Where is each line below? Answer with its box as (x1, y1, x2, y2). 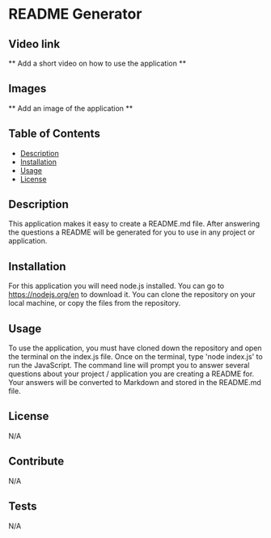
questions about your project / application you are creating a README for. (8, 369, 255, 379)
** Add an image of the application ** (8, 103, 133, 113)
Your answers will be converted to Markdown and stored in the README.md (8, 378, 261, 388)
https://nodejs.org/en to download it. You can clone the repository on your (8, 290, 256, 299)
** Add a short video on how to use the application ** (8, 58, 187, 68)
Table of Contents (8, 127, 101, 141)
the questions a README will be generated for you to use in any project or (8, 227, 256, 237)
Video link (8, 37, 61, 51)
